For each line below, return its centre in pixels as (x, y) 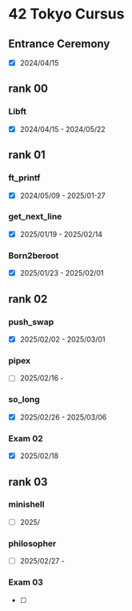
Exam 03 (26, 582)
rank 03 (28, 482)
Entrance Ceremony (59, 44)
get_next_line (35, 216)
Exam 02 (26, 438)
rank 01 (27, 155)
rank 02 (28, 299)
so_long (24, 400)
